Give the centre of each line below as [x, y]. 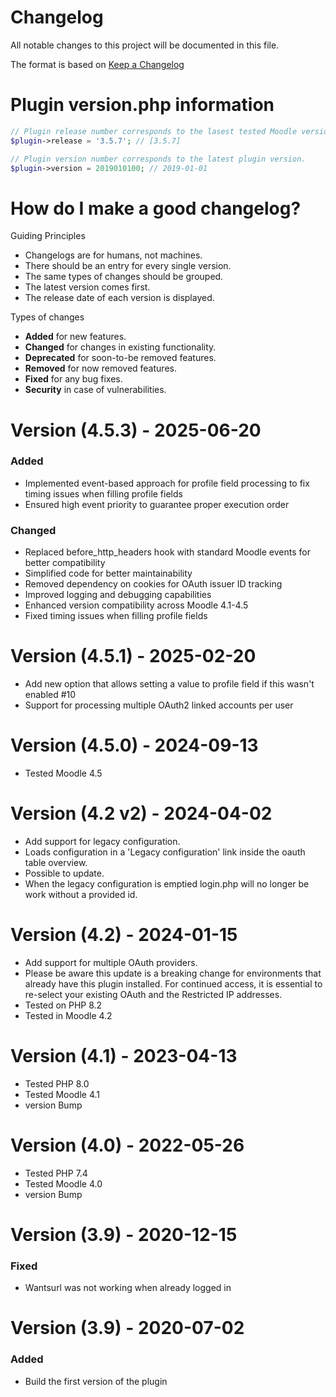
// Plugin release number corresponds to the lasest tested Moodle [154, 131]
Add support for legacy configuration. [102, 841]
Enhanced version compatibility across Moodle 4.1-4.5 [136, 605]
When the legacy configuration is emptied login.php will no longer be [167, 883]
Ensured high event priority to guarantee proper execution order [157, 504]
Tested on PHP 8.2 [63, 1005]
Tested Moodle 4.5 [63, 773]
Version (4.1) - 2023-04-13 [124, 1056]
